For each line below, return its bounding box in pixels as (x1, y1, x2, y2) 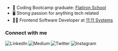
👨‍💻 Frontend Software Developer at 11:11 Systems (12, 17, 113, 23)
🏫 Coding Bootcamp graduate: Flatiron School (12, 5, 107, 10)
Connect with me (5, 29, 47, 36)
